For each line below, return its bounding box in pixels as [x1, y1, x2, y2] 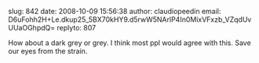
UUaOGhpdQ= [8, 23, 56, 32]
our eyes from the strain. [8, 47, 88, 55]
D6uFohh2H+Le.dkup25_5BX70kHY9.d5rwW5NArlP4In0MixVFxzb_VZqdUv [8, 15, 252, 24]
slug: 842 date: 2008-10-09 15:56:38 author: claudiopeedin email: [8, 7, 221, 16]
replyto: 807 [57, 23, 97, 32]
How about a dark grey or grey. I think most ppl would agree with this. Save [8, 38, 251, 47]
